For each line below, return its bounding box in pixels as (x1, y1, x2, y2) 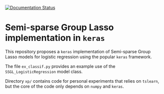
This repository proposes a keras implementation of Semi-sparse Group (5, 48, 151, 54)
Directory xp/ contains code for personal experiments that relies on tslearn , (5, 78, 160, 84)
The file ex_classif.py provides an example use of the (5, 63, 116, 69)
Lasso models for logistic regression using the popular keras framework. (5, 54, 152, 60)
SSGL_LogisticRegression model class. (5, 68, 83, 74)
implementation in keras (5, 32, 105, 44)
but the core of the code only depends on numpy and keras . (5, 83, 124, 89)
